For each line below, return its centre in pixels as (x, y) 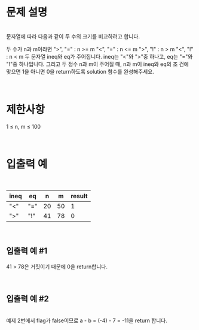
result (79, 196)
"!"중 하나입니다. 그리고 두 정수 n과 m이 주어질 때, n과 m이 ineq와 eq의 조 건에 (98, 64)
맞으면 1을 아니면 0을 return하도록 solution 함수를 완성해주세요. (80, 71)
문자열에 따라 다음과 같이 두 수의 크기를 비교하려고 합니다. (73, 36)
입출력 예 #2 (28, 299)
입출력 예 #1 (27, 251)
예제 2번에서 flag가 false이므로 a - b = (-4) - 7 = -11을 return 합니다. (87, 320)
